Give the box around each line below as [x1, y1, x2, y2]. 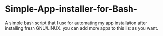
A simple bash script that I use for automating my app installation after [5, 20, 148, 26]
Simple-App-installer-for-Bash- [5, 3, 138, 15]
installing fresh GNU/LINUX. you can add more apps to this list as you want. [5, 25, 159, 31]
